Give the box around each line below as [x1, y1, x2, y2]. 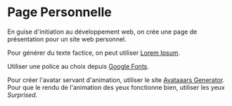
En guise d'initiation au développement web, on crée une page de [7, 27, 198, 36]
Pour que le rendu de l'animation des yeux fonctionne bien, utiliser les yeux [7, 83, 225, 91]
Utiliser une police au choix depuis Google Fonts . [7, 62, 150, 70]
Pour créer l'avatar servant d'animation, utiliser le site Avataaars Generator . [7, 75, 225, 84]
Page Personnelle [7, 4, 112, 20]
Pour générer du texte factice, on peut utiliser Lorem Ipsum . [7, 48, 181, 57]
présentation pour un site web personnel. [7, 34, 127, 43]
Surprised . [7, 91, 38, 99]
